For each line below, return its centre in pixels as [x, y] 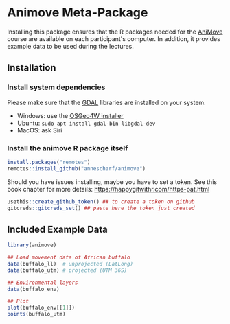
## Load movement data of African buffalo [69, 258]
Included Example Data [58, 229]
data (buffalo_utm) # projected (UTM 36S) [67, 270]
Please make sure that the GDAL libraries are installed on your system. [106, 102]
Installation [32, 68]
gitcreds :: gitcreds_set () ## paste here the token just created [101, 208]
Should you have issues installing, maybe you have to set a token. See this [112, 182]
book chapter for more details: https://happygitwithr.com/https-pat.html [108, 189]
